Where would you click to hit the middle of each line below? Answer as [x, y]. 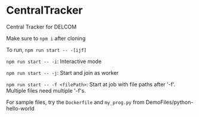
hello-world [20, 108]
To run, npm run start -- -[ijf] [46, 50]
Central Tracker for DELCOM [41, 27]
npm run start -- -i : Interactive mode [54, 61]
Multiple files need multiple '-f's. [46, 90]
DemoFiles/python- [169, 102]
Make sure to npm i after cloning [46, 38]
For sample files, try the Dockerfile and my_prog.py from [75, 102]
